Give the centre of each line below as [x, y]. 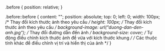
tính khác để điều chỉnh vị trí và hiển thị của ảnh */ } [58, 43]
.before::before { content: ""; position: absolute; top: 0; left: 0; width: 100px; [83, 17]
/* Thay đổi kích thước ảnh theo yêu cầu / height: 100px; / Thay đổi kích [79, 22]
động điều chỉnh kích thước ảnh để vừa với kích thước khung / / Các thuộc [81, 38]
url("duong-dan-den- [121, 27]
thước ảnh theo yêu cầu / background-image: [52, 27]
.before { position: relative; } [34, 7]
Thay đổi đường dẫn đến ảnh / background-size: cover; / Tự [91, 32]
